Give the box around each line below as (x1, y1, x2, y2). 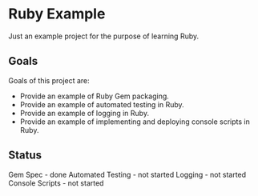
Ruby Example (8, 5, 106, 23)
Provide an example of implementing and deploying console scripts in (19, 117, 250, 126)
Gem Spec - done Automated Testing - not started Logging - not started (8, 170, 247, 179)
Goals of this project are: (8, 75, 90, 85)
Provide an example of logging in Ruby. (19, 108, 150, 118)
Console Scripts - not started (8, 178, 104, 188)
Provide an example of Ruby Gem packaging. (19, 91, 170, 101)
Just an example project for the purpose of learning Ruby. (8, 31, 200, 41)
